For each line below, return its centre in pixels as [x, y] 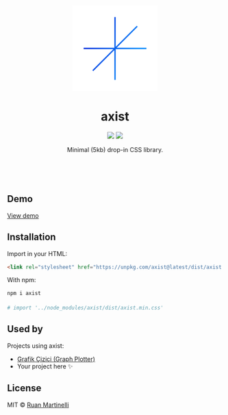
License [24, 388]
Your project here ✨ [45, 366]
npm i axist [24, 293]
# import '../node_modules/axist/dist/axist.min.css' [86, 308]
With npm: [22, 280]
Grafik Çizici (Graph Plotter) [56, 359]
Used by [25, 329]
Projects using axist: [36, 345]
